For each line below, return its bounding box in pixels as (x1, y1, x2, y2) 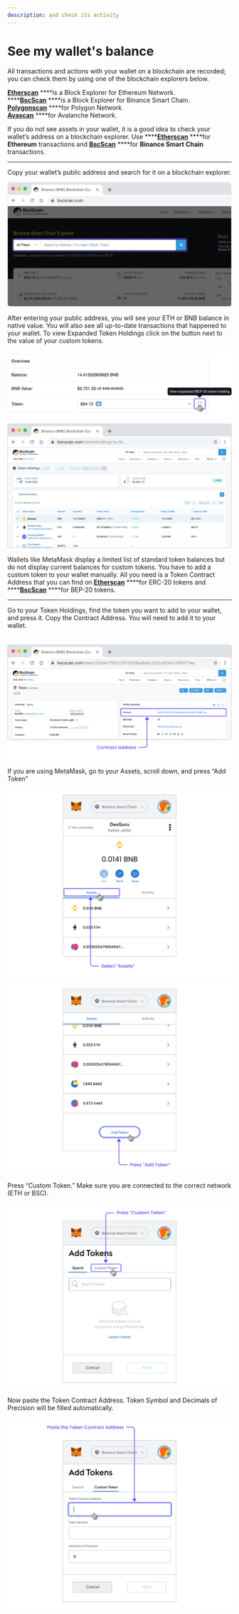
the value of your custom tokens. (7, 336, 105, 345)
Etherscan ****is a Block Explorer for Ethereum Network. (7, 88, 176, 96)
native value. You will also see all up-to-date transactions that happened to (7, 321, 227, 329)
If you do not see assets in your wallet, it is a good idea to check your (7, 125, 211, 133)
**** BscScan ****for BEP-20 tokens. (7, 585, 116, 595)
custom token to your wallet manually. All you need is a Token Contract (7, 570, 216, 579)
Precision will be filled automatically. (7, 1403, 114, 1412)
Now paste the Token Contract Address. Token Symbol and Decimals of (7, 1396, 218, 1404)
